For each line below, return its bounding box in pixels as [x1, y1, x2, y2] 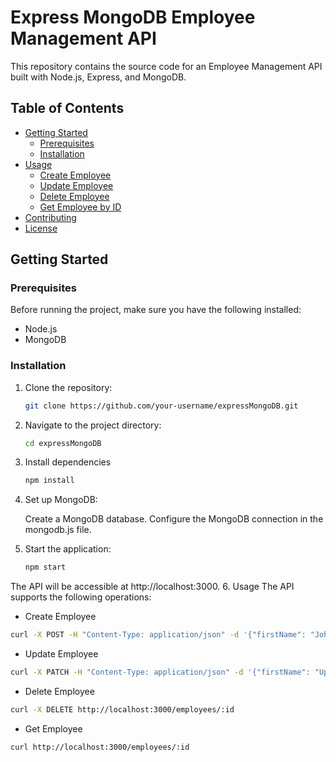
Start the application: [24, 543, 112, 555]
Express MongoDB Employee [10, 6, 256, 29]
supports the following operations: [10, 591, 152, 603]
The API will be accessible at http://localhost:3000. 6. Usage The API [10, 581, 295, 593]
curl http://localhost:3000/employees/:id [10, 742, 190, 752]
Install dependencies [24, 456, 112, 468]
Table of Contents [10, 100, 125, 117]
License [24, 222, 58, 234]
